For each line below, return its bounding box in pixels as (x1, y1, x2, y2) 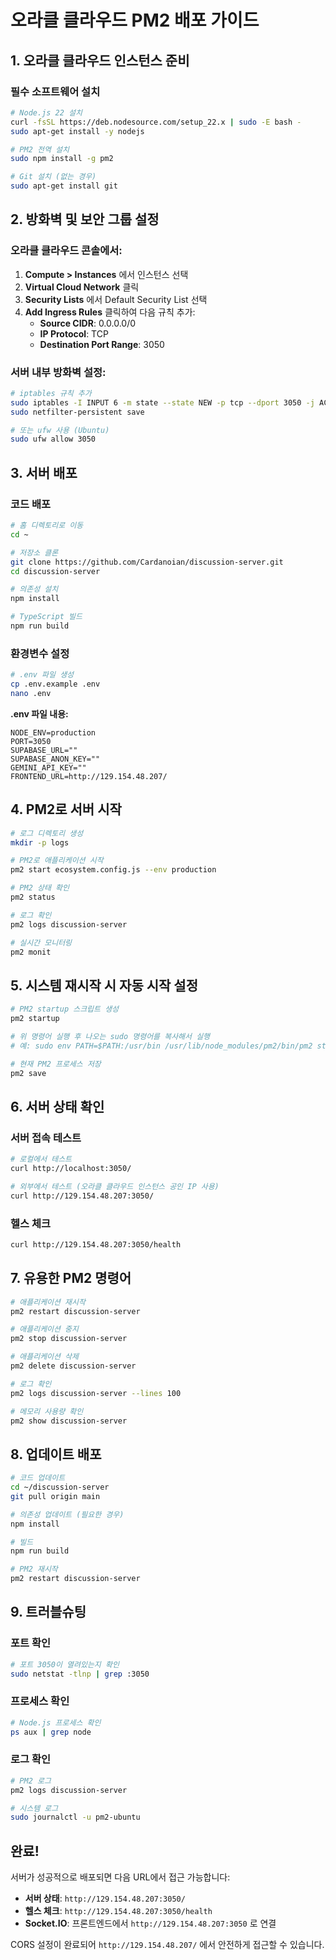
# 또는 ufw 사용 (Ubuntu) (10, 425, 110, 435)
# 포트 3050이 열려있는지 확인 (10, 1659, 120, 1670)
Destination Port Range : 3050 (39, 338, 165, 350)
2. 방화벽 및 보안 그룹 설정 (10, 211, 160, 228)
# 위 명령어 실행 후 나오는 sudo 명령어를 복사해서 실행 (10, 1031, 211, 1041)
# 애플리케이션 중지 (10, 1324, 79, 1335)
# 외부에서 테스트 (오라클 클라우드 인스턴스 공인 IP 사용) (10, 1181, 220, 1191)
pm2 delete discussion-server (10, 1361, 137, 1371)
